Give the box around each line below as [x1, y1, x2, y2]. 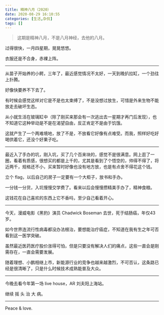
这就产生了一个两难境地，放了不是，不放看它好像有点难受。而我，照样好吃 [5, 131, 155, 136]
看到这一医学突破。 [5, 233, 44, 239]
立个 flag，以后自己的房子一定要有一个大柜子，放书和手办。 [5, 174, 125, 180]
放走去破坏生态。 [5, 104, 40, 110]
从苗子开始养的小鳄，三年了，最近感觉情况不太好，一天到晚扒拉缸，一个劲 [5, 70, 155, 76]
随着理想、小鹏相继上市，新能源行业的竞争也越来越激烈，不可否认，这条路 [5, 260, 155, 266]
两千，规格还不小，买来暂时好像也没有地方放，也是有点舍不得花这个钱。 [9, 164, 155, 170]
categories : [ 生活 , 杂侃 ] [5, 16, 53, 21]
